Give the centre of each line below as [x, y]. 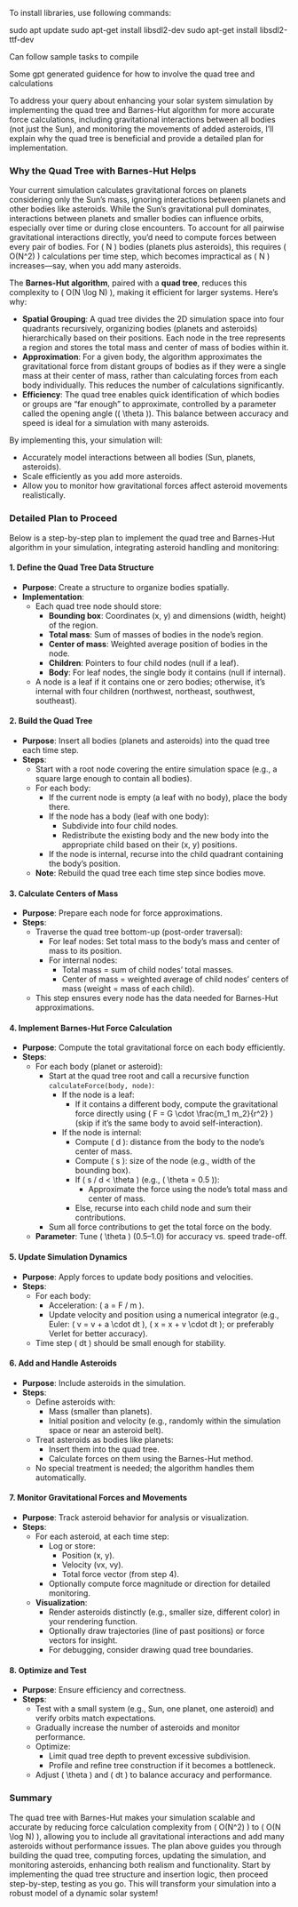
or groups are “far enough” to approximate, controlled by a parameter [149, 405]
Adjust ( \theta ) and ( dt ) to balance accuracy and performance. [153, 1775]
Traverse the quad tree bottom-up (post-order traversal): [139, 932]
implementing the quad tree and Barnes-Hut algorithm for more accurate [142, 110]
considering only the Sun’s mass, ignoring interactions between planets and [148, 200]
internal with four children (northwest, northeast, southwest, [145, 691]
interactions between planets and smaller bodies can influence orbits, [137, 219]
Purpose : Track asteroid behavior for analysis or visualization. [135, 1518]
